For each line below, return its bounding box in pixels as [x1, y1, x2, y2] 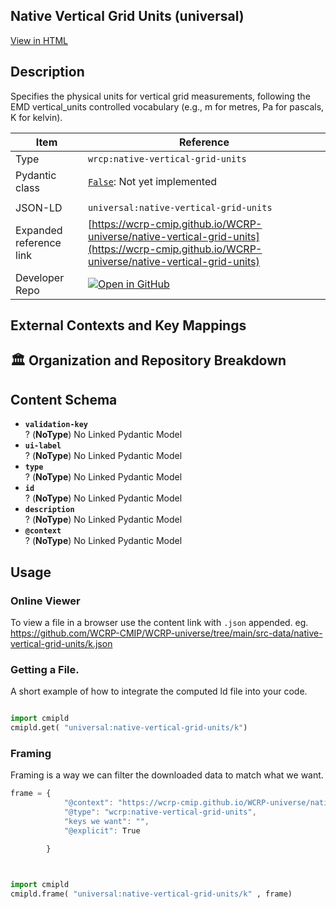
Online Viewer [10, 594, 81, 608]
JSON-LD [15, 200, 63, 214]
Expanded [15, 223, 63, 237]
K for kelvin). [10, 111, 63, 123]
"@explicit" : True [63, 825, 141, 836]
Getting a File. [10, 662, 80, 676]
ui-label [24, 441, 62, 451]
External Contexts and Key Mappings [10, 317, 247, 334]
